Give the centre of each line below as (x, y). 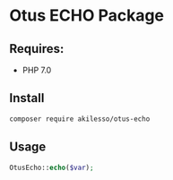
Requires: (37, 49)
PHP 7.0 (37, 70)
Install (27, 98)
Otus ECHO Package (86, 16)
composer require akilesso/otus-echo (80, 119)
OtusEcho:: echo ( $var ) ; (52, 167)
